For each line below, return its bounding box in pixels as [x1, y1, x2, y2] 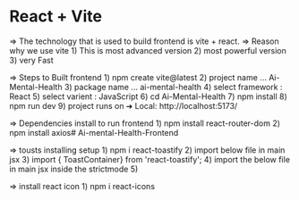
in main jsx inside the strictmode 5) [9, 163, 139, 174]
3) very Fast [9, 54, 54, 65]
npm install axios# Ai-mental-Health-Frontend [9, 127, 179, 137]
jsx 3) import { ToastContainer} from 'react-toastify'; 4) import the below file [9, 154, 291, 164]
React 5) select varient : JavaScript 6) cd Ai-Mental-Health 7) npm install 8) [9, 91, 288, 102]
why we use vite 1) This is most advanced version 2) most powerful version [9, 45, 286, 55]
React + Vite [9, 6, 103, 27]
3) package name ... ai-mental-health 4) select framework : [64, 81, 283, 92]
